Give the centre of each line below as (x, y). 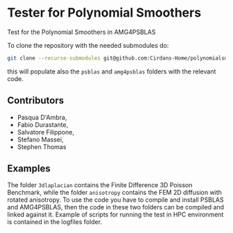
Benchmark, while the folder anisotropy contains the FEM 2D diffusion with (114, 193)
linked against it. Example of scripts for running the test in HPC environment (115, 215)
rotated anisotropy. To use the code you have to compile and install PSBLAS (115, 200)
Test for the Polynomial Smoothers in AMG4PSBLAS (81, 32)
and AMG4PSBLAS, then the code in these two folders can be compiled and (115, 207)
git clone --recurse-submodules (54, 58)
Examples (29, 169)
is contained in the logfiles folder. (55, 222)
